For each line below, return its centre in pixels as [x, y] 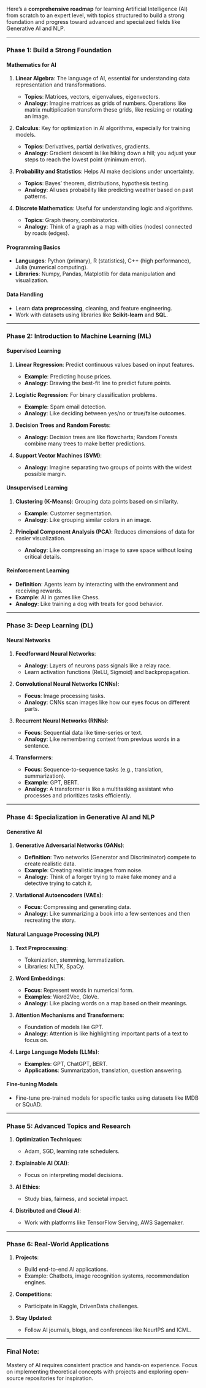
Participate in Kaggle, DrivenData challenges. [82, 1306]
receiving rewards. [39, 591]
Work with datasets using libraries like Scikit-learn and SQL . [92, 315]
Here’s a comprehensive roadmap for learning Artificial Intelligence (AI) [97, 9]
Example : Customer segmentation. [68, 513]
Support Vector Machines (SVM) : [59, 455]
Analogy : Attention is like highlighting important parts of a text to [106, 1033]
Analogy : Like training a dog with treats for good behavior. [89, 604]
